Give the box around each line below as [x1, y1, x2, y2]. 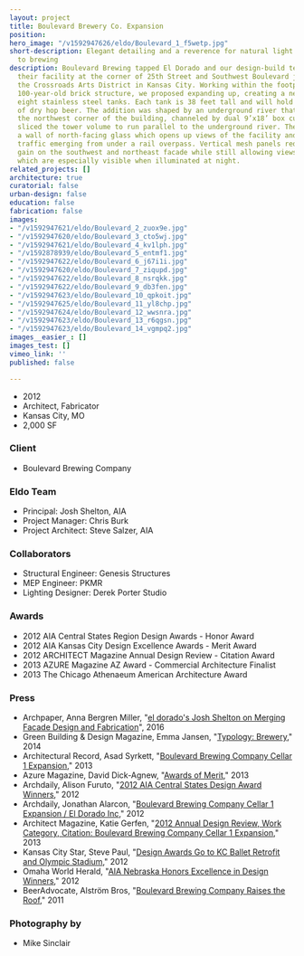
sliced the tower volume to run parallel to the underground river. [17, 123, 281, 132]
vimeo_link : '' [9, 349, 67, 358]
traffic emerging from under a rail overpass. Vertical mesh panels [17, 139, 281, 148]
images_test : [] [9, 341, 71, 350]
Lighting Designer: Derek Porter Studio [22, 587, 167, 598]
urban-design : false [9, 190, 88, 199]
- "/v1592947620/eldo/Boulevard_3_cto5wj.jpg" [9, 232, 188, 241]
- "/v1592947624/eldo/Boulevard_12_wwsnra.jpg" [9, 308, 193, 317]
